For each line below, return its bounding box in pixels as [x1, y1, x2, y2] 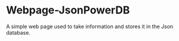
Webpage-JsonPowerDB [6, 4, 130, 17]
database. [6, 29, 31, 36]
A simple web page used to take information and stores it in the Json [6, 23, 173, 30]
